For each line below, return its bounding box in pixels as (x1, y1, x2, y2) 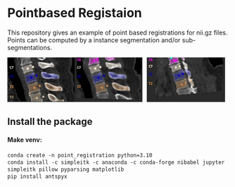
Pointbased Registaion (7, 5, 142, 21)
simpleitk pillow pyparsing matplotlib (7, 166, 125, 174)
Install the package (7, 115, 93, 128)
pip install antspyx (7, 173, 68, 181)
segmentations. (7, 43, 53, 52)
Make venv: (7, 135, 42, 144)
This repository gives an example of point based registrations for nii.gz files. (7, 28, 228, 37)
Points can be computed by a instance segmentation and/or (7, 35, 181, 44)
